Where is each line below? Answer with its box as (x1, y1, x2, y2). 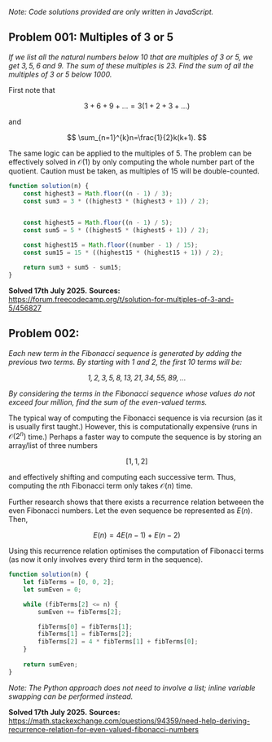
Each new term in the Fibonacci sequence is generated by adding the (8, 348, 243, 358)
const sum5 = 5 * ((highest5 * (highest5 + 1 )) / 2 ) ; (23, 226, 209, 235)
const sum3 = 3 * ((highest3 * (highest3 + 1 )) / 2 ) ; (23, 197, 209, 205)
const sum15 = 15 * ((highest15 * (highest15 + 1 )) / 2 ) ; (23, 248, 224, 257)
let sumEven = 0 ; (23, 586, 82, 594)
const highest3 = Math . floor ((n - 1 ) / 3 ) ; (23, 189, 173, 198)
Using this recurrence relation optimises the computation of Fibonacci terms (8, 546, 265, 556)
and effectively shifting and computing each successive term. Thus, (8, 472, 236, 482)
